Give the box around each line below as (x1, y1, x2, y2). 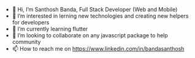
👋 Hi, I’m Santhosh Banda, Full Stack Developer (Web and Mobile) (12, 6, 178, 13)
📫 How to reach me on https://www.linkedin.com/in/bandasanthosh (12, 45, 185, 52)
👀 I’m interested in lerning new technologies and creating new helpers (12, 12, 189, 20)
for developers (12, 19, 50, 26)
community (12, 38, 41, 45)
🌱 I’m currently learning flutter (12, 25, 88, 32)
